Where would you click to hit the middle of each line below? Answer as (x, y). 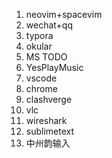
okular (39, 46)
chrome (41, 88)
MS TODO (46, 57)
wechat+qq (49, 25)
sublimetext (50, 131)
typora (39, 35)
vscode (41, 78)
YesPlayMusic (54, 67)
